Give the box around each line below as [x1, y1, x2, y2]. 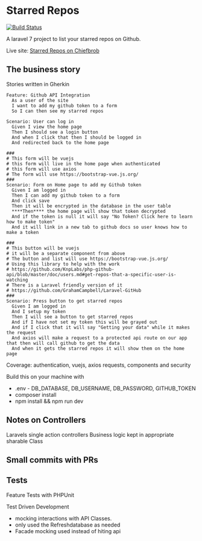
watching [6, 277, 28, 283]
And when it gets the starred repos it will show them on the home [11, 345, 185, 352]
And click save [11, 197, 50, 204]
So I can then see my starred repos [11, 108, 104, 114]
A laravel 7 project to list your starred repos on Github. [6, 35, 141, 42]
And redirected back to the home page [11, 139, 110, 145]
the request [6, 329, 36, 335]
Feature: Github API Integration [6, 92, 90, 98]
